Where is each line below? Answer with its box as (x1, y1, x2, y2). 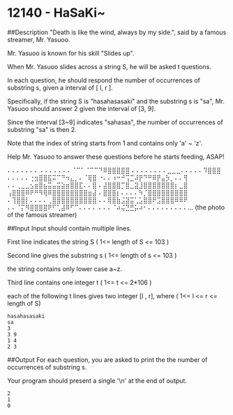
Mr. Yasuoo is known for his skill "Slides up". (7, 49, 135, 57)
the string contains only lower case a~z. (7, 264, 123, 273)
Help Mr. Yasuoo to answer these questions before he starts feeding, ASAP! (7, 152, 225, 161)
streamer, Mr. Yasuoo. (7, 35, 70, 43)
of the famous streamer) (7, 210, 77, 219)
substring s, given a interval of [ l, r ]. (7, 83, 113, 92)
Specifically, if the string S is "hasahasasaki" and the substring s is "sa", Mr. (7, 96, 225, 105)
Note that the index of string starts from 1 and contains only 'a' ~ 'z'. (7, 138, 203, 147)
